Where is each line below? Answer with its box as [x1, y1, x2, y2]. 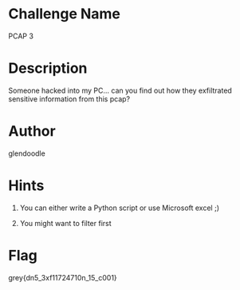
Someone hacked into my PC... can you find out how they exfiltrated [8, 85, 233, 95]
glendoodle [8, 149, 45, 158]
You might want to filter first [19, 218, 112, 228]
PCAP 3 [8, 31, 34, 41]
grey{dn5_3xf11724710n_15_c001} [8, 272, 117, 282]
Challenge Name [8, 5, 121, 23]
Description [8, 59, 88, 77]
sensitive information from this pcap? [8, 93, 130, 104]
